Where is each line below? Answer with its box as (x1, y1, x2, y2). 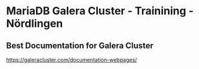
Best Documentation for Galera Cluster (6, 40, 154, 51)
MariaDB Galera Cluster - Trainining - (6, 4, 194, 18)
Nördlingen (6, 17, 63, 30)
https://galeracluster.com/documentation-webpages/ (6, 57, 137, 63)
